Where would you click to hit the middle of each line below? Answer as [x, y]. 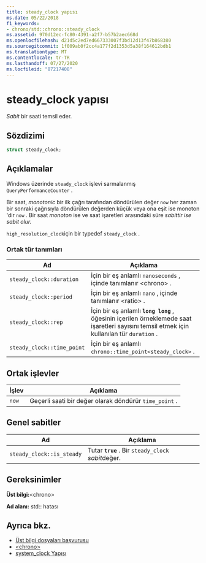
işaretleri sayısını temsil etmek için [140, 326]
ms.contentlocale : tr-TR [38, 58]
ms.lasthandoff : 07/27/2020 [42, 63]
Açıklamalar [30, 169]
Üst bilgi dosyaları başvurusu [52, 540]
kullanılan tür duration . [124, 334]
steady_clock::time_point [47, 348]
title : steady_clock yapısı [42, 12]
